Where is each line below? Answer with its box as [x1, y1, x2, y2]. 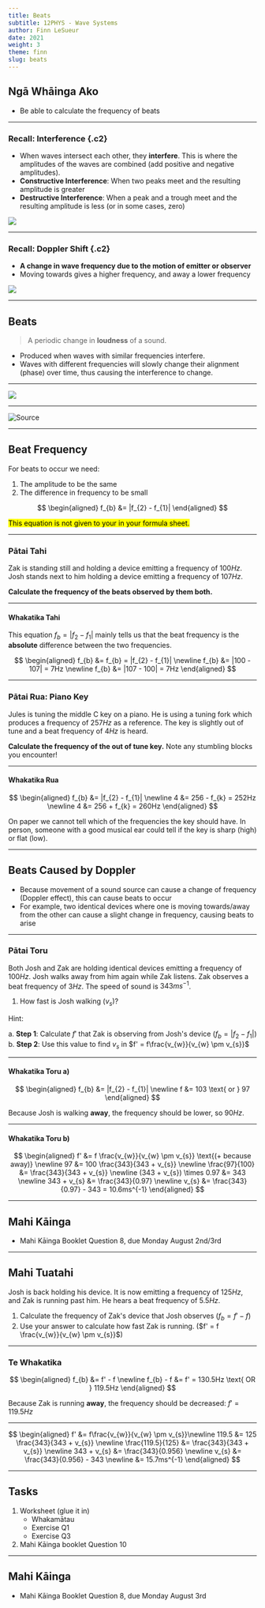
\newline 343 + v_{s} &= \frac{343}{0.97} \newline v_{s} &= [17, 1177, 211, 1186]
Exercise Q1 [31, 1523, 69, 1532]
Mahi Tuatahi [8, 1266, 73, 1280]
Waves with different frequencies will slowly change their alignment [19, 360, 240, 369]
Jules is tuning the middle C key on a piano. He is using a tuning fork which [8, 709, 252, 719]
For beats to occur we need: [8, 464, 100, 473]
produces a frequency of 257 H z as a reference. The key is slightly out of [8, 717, 244, 727]
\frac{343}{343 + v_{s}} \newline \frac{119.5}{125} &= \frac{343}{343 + [15, 1437, 250, 1447]
